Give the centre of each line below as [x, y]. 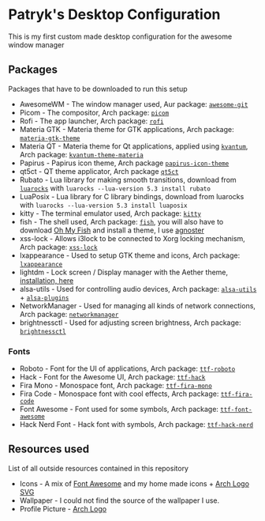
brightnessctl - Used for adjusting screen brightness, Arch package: [130, 323]
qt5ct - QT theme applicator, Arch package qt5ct [99, 171]
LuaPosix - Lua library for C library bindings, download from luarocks [132, 196]
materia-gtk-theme [50, 138]
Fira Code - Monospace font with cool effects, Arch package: [119, 394]
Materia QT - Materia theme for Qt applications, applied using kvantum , [134, 146]
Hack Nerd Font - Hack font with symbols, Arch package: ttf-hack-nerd [136, 425]
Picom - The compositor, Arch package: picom [94, 112]
